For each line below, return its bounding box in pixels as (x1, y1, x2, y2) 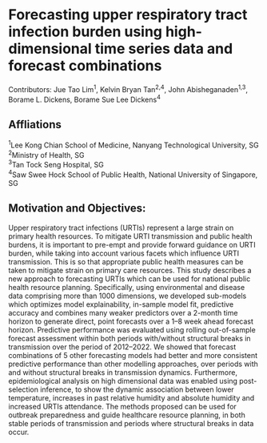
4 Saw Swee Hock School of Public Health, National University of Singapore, (8, 168, 258, 179)
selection (8, 385, 38, 394)
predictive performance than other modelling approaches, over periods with (8, 359, 258, 368)
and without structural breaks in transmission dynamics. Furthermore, (8, 367, 238, 377)
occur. (8, 427, 30, 437)
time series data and (94, 40, 233, 58)
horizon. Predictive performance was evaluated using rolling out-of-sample (8, 324, 256, 334)
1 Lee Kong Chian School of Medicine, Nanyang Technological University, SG (8, 139, 259, 150)
